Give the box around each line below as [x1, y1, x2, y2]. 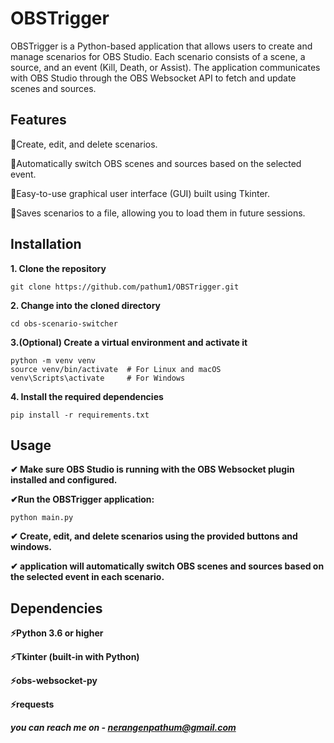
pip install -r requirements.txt [10, 410, 150, 420]
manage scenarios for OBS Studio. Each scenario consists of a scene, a [10, 50, 306, 62]
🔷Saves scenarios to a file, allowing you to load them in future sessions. [10, 207, 306, 219]
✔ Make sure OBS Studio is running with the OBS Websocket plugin [10, 463, 295, 476]
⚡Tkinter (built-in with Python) [10, 651, 140, 663]
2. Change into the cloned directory [10, 299, 162, 311]
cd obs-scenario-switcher [10, 318, 118, 329]
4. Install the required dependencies [10, 390, 164, 402]
